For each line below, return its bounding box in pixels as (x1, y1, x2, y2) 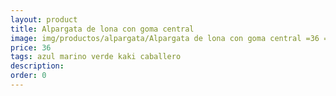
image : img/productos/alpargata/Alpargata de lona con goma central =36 (10, 33, 320, 43)
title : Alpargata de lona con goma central (10, 24, 195, 34)
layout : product (10, 14, 78, 25)
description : (10, 61, 65, 71)
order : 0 (10, 71, 47, 81)
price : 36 (10, 42, 52, 53)
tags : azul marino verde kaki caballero (10, 52, 182, 62)
